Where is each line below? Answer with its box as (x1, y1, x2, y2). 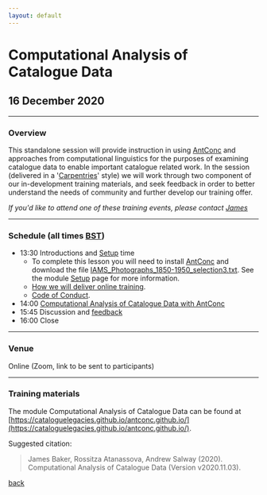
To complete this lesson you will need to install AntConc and (31, 257, 229, 266)
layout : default (8, 11, 62, 20)
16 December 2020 (8, 95, 105, 108)
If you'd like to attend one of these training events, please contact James (8, 203, 248, 212)
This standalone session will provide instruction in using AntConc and (8, 145, 236, 155)
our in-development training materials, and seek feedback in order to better (8, 179, 256, 188)
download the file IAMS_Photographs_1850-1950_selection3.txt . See (31, 265, 254, 275)
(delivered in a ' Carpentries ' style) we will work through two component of (8, 170, 252, 180)
